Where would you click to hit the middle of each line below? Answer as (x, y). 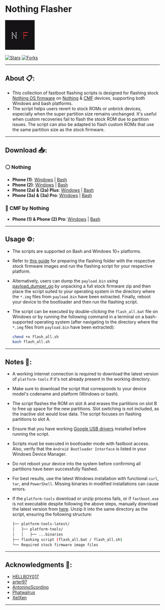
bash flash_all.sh (31, 342)
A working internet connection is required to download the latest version (85, 374)
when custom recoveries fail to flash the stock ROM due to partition (80, 119)
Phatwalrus (24, 592)
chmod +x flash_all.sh (35, 337)
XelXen (19, 598)
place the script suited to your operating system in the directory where (83, 291)
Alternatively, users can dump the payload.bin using (65, 281)
